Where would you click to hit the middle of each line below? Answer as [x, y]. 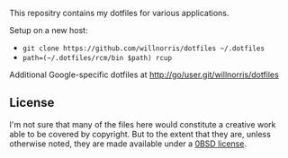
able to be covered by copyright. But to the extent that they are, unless [140, 134]
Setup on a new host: [49, 30]
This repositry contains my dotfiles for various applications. [119, 13]
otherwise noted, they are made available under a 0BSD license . [128, 144]
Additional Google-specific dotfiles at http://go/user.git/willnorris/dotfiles [144, 75]
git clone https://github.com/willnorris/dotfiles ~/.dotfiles [144, 48]
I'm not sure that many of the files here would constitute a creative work [143, 124]
